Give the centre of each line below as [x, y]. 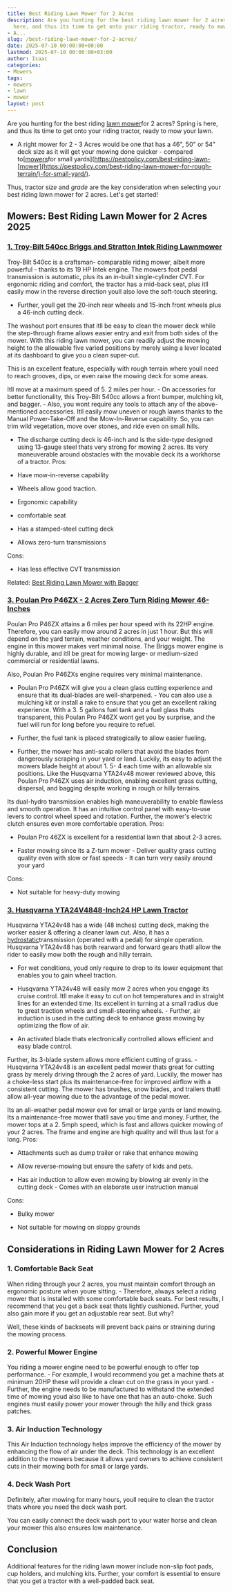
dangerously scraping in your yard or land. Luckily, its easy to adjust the [119, 759]
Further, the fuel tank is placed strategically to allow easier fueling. [112, 738]
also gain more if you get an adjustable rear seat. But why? [90, 1313]
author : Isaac [28, 59]
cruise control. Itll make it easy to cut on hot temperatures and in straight [120, 996]
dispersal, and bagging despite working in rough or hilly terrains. [109, 788]
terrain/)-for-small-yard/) [52, 173]
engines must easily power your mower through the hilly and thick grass [110, 1404]
